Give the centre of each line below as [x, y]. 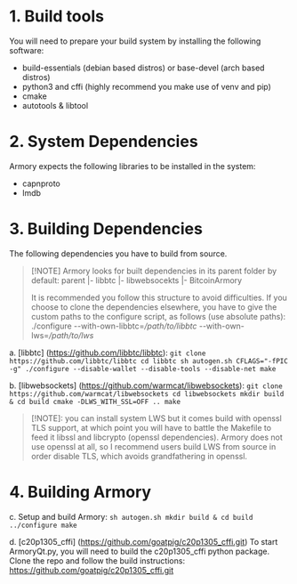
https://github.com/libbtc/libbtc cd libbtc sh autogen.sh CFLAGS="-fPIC [149, 361]
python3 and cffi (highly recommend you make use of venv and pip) [146, 86]
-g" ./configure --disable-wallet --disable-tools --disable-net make [143, 369]
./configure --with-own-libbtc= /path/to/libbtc [114, 326]
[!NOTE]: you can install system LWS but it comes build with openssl [156, 418]
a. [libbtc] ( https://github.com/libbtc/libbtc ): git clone [108, 353]
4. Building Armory [80, 492]
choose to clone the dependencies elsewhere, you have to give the [154, 307]
